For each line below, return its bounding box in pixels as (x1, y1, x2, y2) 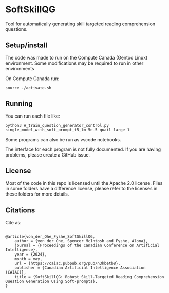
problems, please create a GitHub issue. (5, 151, 90, 158)
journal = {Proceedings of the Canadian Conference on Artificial (14, 243, 160, 248)
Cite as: (5, 220, 22, 226)
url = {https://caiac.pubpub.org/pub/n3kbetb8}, (14, 261, 121, 266)
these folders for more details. (5, 191, 69, 197)
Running (5, 99, 33, 108)
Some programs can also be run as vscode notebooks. (5, 136, 121, 142)
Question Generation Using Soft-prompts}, (5, 279, 98, 284)
